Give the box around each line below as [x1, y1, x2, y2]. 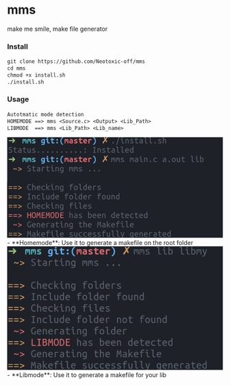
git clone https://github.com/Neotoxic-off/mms [7, 58, 146, 65]
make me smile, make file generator [7, 25, 108, 33]
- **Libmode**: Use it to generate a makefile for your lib [7, 370, 166, 378]
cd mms [7, 65, 26, 72]
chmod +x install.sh [7, 72, 66, 79]
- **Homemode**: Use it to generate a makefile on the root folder [7, 238, 194, 246]
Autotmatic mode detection [7, 111, 84, 118]
